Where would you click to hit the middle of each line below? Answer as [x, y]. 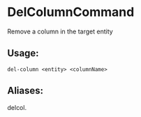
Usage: [23, 53]
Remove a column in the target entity [60, 31]
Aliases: [25, 91]
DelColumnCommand [71, 12]
